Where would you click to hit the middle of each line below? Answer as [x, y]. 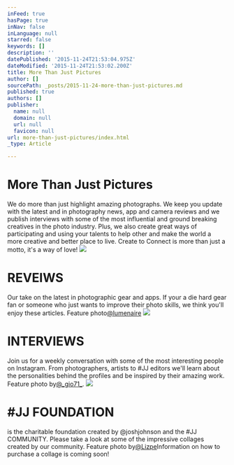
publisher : [23, 105]
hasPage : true [28, 20]
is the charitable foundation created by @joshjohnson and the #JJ [102, 431]
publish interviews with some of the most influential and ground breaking [112, 219]
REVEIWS [36, 278]
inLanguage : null [32, 33]
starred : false [29, 40]
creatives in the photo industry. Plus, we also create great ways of [102, 227]
